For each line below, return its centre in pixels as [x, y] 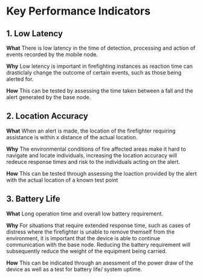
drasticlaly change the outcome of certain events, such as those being [94, 73]
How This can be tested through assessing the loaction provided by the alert [101, 173]
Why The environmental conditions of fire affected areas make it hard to [96, 149]
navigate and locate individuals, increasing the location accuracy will [92, 155]
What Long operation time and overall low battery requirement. [85, 214]
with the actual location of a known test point [62, 180]
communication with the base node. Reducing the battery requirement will [98, 245]
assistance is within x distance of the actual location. [72, 137]
